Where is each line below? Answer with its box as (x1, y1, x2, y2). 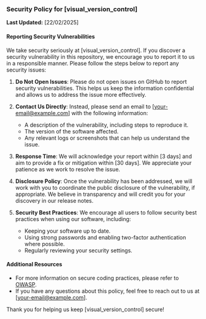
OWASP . (15, 280, 37, 288)
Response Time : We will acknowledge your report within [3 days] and (15, 152, 192, 160)
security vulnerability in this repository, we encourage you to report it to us (6, 53, 195, 60)
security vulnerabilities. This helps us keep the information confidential (15, 84, 194, 92)
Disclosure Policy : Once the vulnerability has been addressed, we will (15, 177, 193, 185)
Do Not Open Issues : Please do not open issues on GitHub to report (15, 78, 187, 85)
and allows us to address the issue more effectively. (15, 91, 147, 98)
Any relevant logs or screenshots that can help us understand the (24, 134, 190, 141)
